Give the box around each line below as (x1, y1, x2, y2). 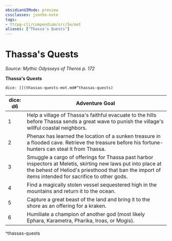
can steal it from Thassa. (46, 145, 106, 152)
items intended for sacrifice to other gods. (27, 173, 128, 180)
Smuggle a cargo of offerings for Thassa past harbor (27, 154, 154, 161)
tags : (5, 17, 17, 22)
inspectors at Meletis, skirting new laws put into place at (27, 160, 162, 167)
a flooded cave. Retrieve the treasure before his (27, 139, 141, 146)
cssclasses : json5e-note (5, 12, 58, 17)
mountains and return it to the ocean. (27, 188, 116, 195)
